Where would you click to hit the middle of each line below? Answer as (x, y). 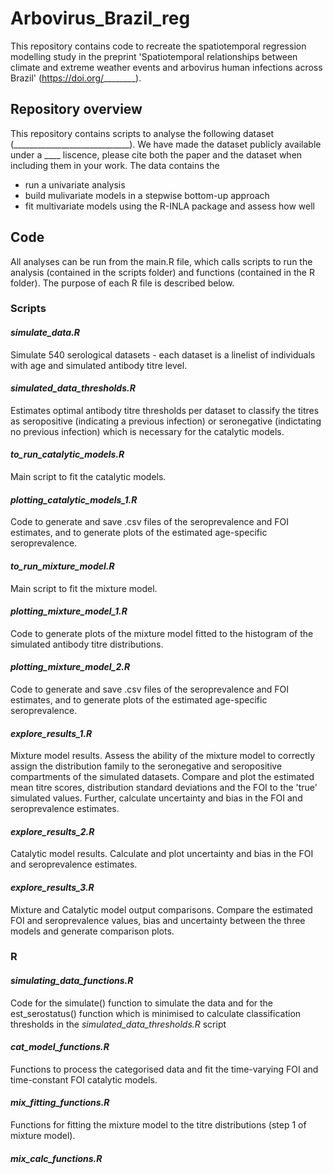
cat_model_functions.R (60, 1047)
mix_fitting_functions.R (60, 1103)
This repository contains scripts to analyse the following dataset (142, 133)
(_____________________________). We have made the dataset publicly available (166, 144)
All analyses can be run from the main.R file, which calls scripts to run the (161, 261)
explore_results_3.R (52, 887)
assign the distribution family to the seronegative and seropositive (146, 766)
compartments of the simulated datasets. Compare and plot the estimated (162, 777)
